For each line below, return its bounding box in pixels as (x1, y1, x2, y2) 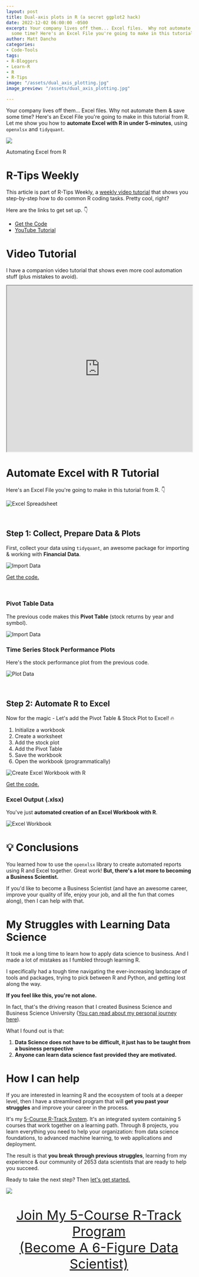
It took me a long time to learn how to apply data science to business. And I (6, 950, 189, 957)
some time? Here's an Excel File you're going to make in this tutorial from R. (6, 113, 190, 120)
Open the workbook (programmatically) (14, 757, 111, 765)
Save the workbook (14, 751, 62, 758)
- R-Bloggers (6, 58, 38, 64)
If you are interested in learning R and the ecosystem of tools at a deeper (6, 1092, 184, 1099)
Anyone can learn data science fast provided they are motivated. (14, 1051, 177, 1058)
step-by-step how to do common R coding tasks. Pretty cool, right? (6, 194, 170, 201)
